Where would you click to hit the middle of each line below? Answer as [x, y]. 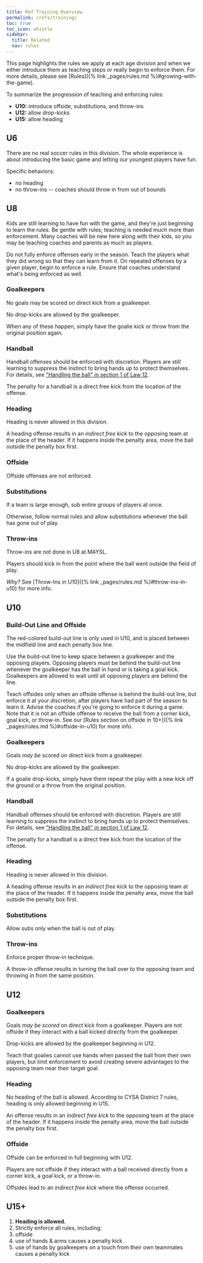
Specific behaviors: [30, 171]
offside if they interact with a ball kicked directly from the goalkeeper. [93, 1032]
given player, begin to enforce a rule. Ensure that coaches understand [93, 267]
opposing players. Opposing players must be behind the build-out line [93, 663]
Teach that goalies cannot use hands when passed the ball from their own [99, 1056]
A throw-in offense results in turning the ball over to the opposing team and [100, 969]
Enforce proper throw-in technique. [51, 957]
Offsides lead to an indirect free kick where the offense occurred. [88, 1188]
